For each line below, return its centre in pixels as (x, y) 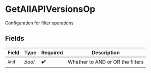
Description (106, 52)
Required (52, 52)
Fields (15, 38)
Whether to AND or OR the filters (106, 62)
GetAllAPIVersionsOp (50, 9)
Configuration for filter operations (39, 23)
